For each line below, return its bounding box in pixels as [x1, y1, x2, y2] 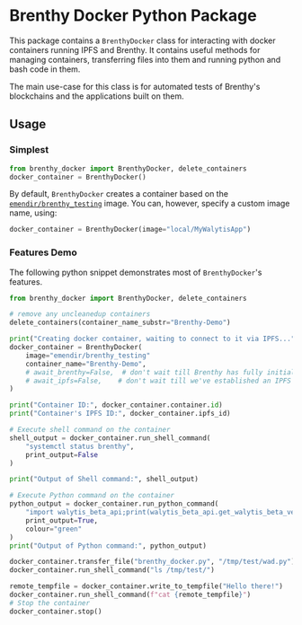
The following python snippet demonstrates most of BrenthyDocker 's [9, 267, 262, 277]
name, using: [9, 207, 58, 218]
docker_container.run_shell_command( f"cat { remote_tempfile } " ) [9, 590, 252, 600]
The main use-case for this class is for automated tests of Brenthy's [9, 81, 261, 92]
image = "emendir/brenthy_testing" [25, 351, 151, 360]
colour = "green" [25, 524, 83, 533]
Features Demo [9, 246, 78, 259]
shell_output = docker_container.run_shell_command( [9, 433, 211, 443]
